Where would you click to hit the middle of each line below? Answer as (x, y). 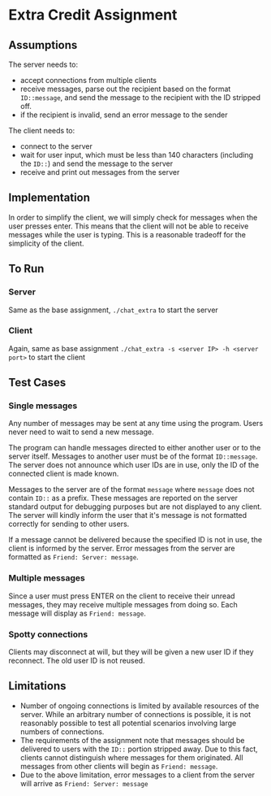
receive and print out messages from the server (100, 172)
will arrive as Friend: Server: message (84, 783)
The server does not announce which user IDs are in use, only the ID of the (134, 465)
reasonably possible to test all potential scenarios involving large (128, 723)
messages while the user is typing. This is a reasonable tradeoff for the (127, 234)
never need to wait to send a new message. (81, 432)
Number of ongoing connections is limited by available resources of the (140, 706)
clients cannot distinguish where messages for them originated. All (131, 757)
